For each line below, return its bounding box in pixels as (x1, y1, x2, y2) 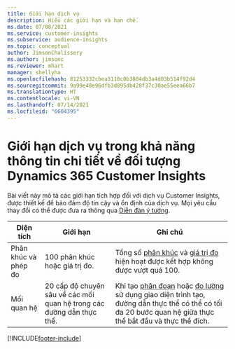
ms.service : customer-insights (7, 29, 99, 37)
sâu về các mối (44, 289, 94, 299)
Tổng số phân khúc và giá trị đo (115, 247, 219, 257)
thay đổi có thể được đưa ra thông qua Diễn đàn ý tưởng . (7, 206, 171, 214)
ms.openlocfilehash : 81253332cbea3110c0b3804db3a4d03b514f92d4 (7, 75, 196, 83)
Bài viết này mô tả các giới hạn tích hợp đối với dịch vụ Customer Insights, (7, 191, 220, 200)
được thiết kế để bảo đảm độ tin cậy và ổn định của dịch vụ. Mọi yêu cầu (7, 198, 217, 207)
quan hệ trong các (44, 299, 105, 308)
